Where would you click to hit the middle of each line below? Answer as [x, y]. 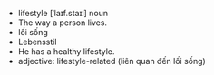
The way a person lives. [62, 23]
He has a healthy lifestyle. [66, 52]
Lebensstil [37, 42]
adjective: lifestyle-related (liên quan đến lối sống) [112, 61]
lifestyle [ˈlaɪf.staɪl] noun [63, 13]
